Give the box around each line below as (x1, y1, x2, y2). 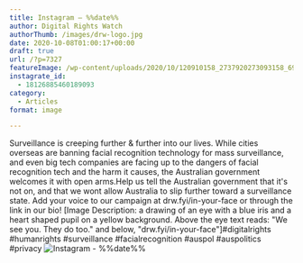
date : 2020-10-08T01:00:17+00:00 (9, 38, 135, 48)
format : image (9, 105, 63, 114)
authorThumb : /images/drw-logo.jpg (9, 30, 143, 39)
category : (9, 88, 47, 97)
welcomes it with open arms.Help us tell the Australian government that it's (9, 177, 289, 187)
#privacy (9, 243, 42, 254)
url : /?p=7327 (9, 55, 63, 64)
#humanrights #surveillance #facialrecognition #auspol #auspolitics (9, 233, 262, 244)
